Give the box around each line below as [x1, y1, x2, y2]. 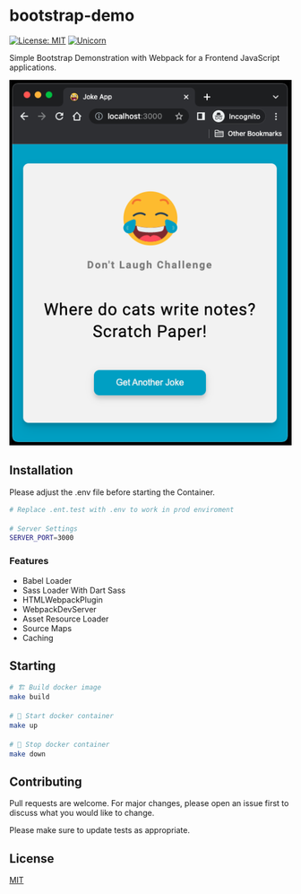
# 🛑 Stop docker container [9, 740, 110, 749]
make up [9, 721, 39, 730]
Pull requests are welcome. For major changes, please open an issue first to [9, 798, 289, 809]
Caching [21, 632, 54, 643]
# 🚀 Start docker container [9, 712, 115, 721]
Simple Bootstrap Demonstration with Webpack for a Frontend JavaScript [9, 52, 280, 63]
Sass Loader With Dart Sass [21, 585, 126, 595]
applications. [9, 62, 56, 73]
